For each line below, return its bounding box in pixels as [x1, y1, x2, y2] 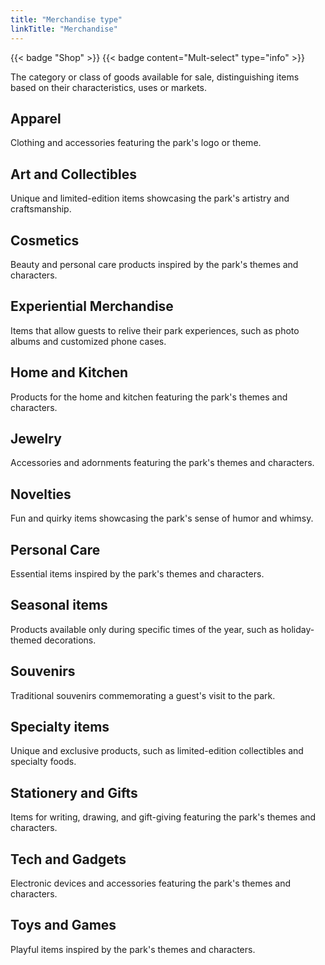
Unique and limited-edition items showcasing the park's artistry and [10, 192, 290, 205]
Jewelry [10, 430, 62, 447]
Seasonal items [10, 597, 108, 614]
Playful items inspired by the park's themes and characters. [10, 943, 256, 955]
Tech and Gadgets [10, 851, 127, 868]
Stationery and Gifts [10, 784, 138, 801]
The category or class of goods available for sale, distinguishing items [10, 71, 300, 83]
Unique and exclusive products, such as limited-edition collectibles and [10, 745, 304, 757]
